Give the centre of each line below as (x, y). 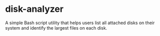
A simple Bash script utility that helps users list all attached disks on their (80, 23)
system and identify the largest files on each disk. (56, 28)
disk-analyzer (34, 9)
